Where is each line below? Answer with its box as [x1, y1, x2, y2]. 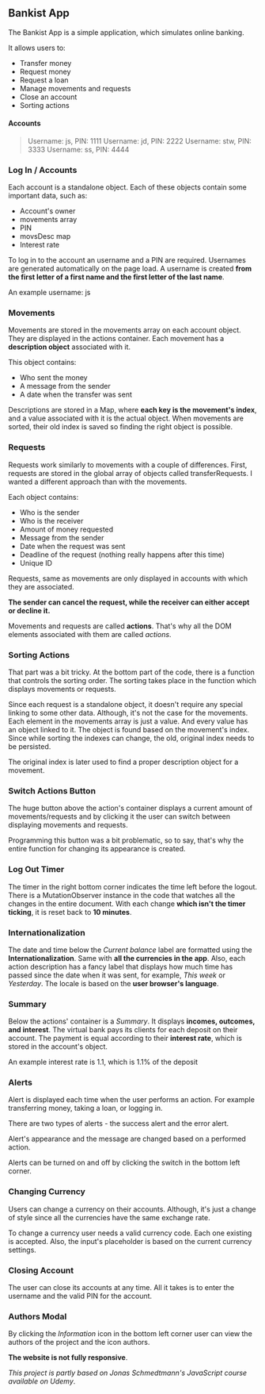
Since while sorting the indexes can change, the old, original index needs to [8, 733, 255, 743]
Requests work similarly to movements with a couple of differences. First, [8, 459, 248, 470]
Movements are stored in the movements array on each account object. [8, 325, 241, 335]
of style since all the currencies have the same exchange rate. [8, 1212, 211, 1222]
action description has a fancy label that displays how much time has [8, 962, 233, 971]
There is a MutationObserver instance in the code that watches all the [8, 890, 236, 900]
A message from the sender [19, 382, 111, 391]
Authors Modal [8, 1311, 67, 1322]
